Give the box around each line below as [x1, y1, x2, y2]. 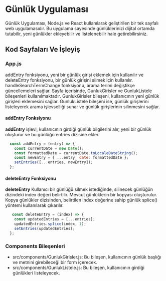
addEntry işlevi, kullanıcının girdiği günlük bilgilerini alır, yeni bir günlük [5, 126, 151, 132]
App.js [5, 60, 22, 67]
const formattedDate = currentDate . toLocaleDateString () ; [14, 150, 138, 156]
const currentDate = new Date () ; [14, 146, 84, 151]
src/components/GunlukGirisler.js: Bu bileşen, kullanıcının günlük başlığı [12, 254, 161, 260]
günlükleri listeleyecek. [12, 269, 60, 276]
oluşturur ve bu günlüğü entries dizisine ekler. [5, 131, 100, 137]
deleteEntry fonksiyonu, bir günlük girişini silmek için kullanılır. [5, 77, 133, 83]
